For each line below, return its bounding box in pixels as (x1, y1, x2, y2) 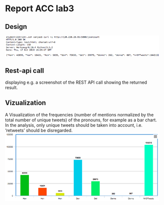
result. (5, 85, 18, 91)
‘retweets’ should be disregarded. (5, 127, 73, 133)
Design (5, 23, 27, 31)
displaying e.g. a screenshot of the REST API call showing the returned (5, 79, 147, 86)
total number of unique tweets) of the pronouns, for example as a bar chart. (5, 117, 157, 123)
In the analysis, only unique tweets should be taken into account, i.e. (5, 122, 143, 128)
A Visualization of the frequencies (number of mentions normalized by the (5, 112, 154, 117)
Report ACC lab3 (5, 3, 74, 14)
